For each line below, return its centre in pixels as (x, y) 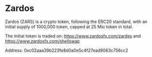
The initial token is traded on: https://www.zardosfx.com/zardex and (73, 36)
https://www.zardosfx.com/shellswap (42, 41)
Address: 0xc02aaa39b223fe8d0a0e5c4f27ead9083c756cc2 (67, 50)
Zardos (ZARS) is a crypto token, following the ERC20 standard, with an (76, 22)
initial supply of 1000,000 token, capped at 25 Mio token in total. (69, 26)
